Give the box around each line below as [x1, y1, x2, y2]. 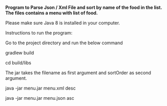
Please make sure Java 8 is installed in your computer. [5, 20, 120, 26]
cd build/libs [5, 60, 32, 66]
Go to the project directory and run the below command [5, 40, 123, 46]
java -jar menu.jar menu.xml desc [5, 85, 76, 91]
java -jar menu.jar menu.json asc [5, 95, 74, 101]
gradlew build [5, 50, 34, 56]
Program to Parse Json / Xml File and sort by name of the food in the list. [5, 5, 162, 10]
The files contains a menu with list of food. [5, 10, 98, 16]
